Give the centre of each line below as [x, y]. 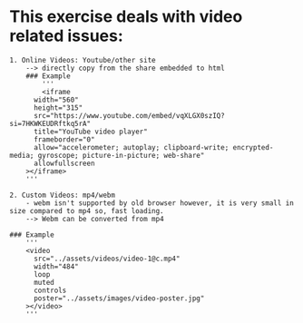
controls [50, 290]
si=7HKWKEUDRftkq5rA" [50, 123]
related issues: [67, 36]
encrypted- [253, 147]
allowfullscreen [64, 163]
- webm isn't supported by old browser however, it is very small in [160, 203]
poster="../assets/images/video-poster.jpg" [119, 298]
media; [22, 155]
